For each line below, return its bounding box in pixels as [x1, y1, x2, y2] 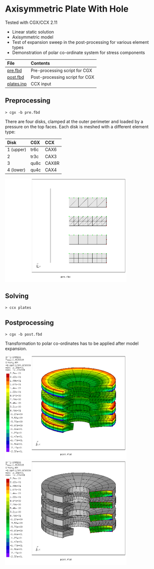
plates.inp [7, 81, 27, 87]
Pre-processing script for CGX [31, 67, 92, 73]
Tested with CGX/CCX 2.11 [5, 19, 58, 25]
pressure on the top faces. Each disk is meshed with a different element [5, 124, 149, 129]
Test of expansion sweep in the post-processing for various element [12, 39, 149, 45]
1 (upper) [7, 147, 27, 153]
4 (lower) [7, 167, 26, 173]
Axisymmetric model [12, 34, 53, 40]
